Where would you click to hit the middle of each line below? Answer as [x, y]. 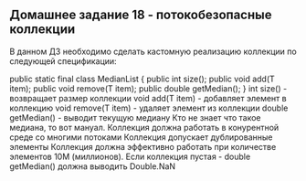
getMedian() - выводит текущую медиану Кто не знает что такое [135, 117]
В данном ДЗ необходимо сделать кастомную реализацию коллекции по [153, 51]
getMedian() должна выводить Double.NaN [93, 166]
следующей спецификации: [63, 61]
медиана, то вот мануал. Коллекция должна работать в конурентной [144, 127]
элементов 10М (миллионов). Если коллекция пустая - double [130, 156]
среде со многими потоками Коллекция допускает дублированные [141, 137]
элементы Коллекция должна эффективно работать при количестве [143, 146]
